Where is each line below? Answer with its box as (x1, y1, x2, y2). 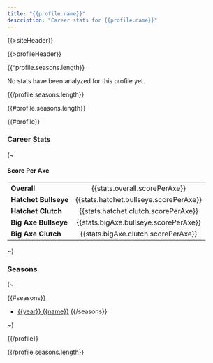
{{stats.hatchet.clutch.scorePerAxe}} (79, 206, 199, 215)
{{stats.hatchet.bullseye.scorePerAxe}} (75, 195, 203, 204)
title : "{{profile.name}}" (7, 10, 86, 17)
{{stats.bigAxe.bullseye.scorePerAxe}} (76, 218, 201, 227)
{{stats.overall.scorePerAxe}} (91, 183, 186, 193)
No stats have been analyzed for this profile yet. (7, 76, 145, 85)
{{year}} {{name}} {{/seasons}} (17, 307, 108, 315)
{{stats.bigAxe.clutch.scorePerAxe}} (80, 229, 198, 239)
